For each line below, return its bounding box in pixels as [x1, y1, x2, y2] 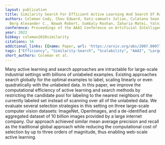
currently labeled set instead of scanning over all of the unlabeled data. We [5, 98, 157, 104]
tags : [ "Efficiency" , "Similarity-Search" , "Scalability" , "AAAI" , [5, 48, 146, 53]
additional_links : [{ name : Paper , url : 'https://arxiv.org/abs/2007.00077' [5, 44, 164, 49]
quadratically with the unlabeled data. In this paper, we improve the [5, 82, 141, 88]
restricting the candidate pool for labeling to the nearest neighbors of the [5, 92, 153, 98]
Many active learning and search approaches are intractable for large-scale [5, 66, 158, 72]
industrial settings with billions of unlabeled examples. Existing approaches [5, 72, 157, 78]
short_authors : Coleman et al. [5, 53, 69, 58]
